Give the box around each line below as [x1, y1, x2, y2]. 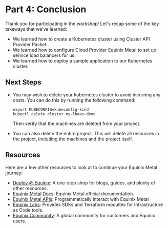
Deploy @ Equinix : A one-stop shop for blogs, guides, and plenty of [12, 179, 155, 185]
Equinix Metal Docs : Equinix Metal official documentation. [12, 191, 135, 197]
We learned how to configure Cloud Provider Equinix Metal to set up [12, 47, 157, 53]
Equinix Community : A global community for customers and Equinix [12, 212, 155, 218]
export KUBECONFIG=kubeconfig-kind [12, 107, 89, 112]
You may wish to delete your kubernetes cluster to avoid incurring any [12, 91, 161, 98]
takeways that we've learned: [5, 26, 68, 32]
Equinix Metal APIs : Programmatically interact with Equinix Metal [12, 196, 149, 202]
